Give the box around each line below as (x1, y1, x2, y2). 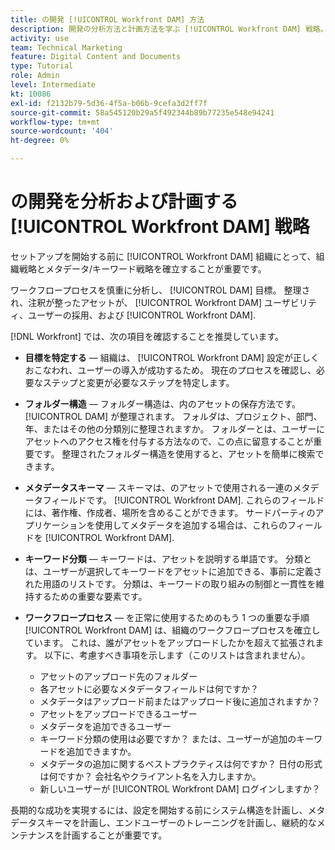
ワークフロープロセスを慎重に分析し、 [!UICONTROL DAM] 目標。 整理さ (10, 284, 311, 296)
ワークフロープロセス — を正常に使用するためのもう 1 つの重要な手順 (24, 611, 310, 623)
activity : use (10, 33, 70, 43)
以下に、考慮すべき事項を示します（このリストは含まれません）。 (44, 649, 311, 661)
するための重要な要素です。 (33, 590, 148, 602)
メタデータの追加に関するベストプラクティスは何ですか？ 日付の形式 (39, 757, 323, 770)
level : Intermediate (10, 80, 97, 90)
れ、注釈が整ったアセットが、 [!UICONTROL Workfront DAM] (10, 296, 263, 308)
